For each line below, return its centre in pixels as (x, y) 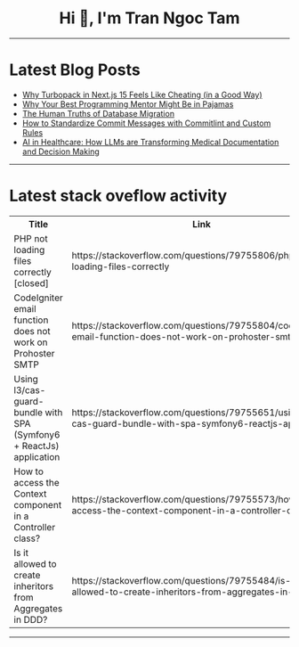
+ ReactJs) (36, 446)
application (37, 456)
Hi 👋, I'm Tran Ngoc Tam (149, 18)
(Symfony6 (37, 434)
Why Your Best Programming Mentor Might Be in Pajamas (128, 104)
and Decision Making (61, 152)
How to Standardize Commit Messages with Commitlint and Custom (146, 123)
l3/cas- (30, 389)
